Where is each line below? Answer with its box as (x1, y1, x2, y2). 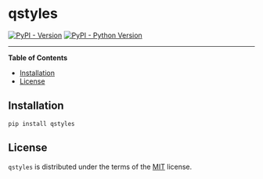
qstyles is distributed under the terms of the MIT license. (8, 162, 193, 171)
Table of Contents (8, 52, 68, 63)
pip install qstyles (8, 120, 76, 127)
